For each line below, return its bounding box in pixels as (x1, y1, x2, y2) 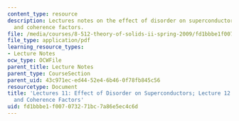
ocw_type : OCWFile (7, 57, 62, 64)
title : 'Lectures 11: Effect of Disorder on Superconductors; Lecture (7, 90, 221, 97)
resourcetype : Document (7, 83, 78, 90)
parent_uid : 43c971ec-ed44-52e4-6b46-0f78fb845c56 (7, 76, 161, 84)
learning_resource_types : (7, 43, 84, 51)
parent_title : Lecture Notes (7, 63, 94, 70)
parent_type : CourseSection (7, 70, 91, 77)
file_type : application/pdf (7, 37, 91, 44)
